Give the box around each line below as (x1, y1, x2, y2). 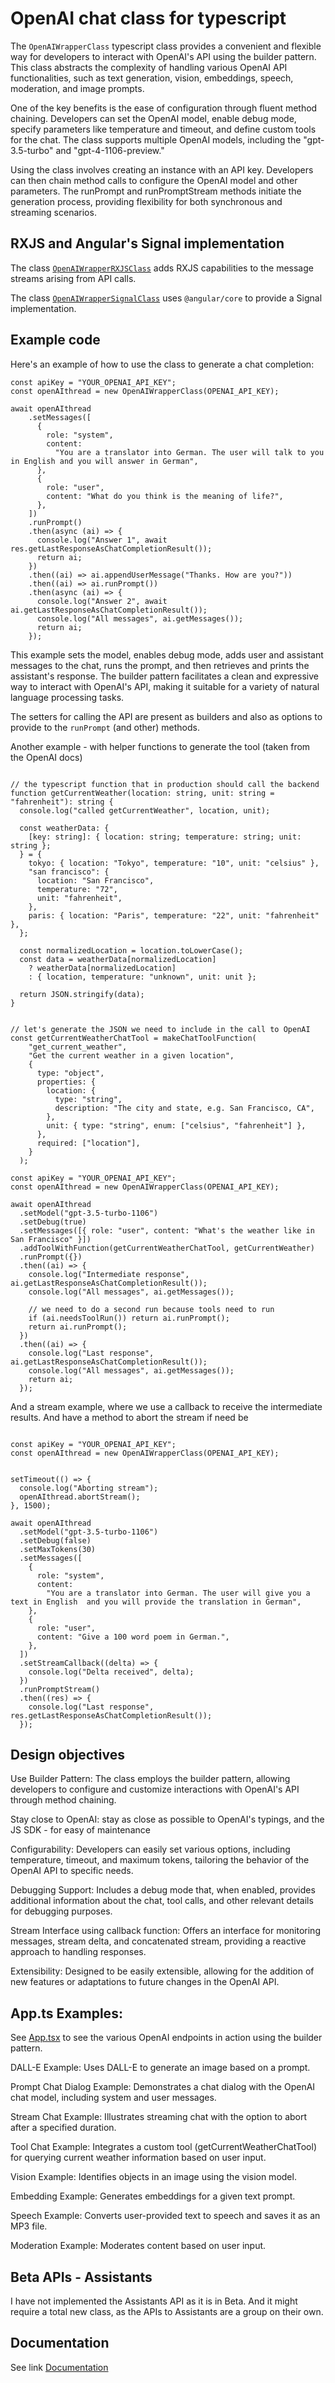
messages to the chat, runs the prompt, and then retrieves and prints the (10, 659, 310, 671)
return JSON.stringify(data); (19, 989, 145, 999)
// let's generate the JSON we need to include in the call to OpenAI (10, 1024, 311, 1034)
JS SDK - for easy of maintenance (10, 1824, 151, 1836)
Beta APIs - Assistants (10, 2268, 153, 2286)
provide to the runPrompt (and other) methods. (10, 721, 200, 733)
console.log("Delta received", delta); (28, 1667, 195, 1677)
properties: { (36, 1077, 97, 1087)
